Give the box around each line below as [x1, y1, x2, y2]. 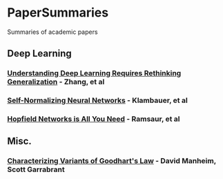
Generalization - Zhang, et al [7, 77, 105, 87]
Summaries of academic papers [7, 28, 98, 36]
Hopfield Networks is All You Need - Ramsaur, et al [7, 114, 181, 124]
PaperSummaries [7, 5, 109, 21]
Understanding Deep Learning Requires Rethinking [7, 68, 182, 78]
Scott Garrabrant [7, 164, 65, 174]
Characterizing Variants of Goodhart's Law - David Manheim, [7, 156, 216, 166]
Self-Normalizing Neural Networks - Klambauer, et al [7, 95, 188, 105]
